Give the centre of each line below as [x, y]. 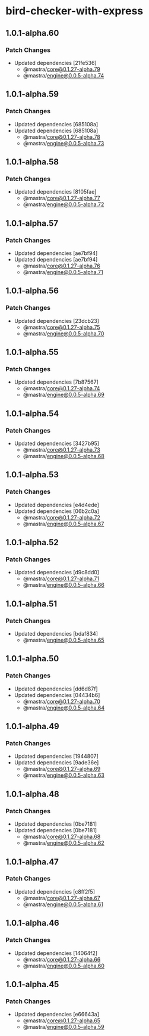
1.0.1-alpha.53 [32, 475]
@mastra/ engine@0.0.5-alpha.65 [64, 640]
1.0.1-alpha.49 [33, 727]
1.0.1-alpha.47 [32, 862]
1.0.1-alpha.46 [33, 923]
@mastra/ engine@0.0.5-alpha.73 [64, 143]
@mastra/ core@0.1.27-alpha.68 [62, 837]
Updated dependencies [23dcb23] [56, 321]
